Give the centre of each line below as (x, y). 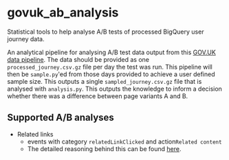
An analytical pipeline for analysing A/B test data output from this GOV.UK (112, 52)
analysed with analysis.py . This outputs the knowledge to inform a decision (115, 89)
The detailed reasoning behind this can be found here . (104, 148)
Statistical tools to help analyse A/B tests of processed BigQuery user (106, 32)
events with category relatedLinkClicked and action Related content (124, 141)
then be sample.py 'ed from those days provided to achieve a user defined (111, 74)
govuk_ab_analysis (63, 13)
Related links (35, 134)
